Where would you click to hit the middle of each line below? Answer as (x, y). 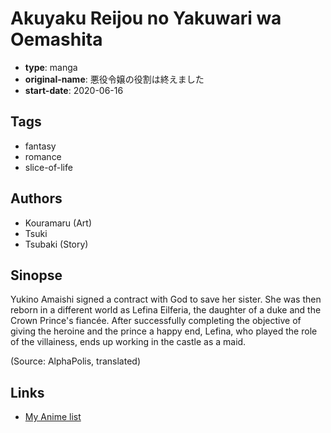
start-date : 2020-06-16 (74, 90)
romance (43, 156)
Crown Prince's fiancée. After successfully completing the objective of (156, 321)
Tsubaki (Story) (56, 244)
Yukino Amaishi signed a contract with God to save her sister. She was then (166, 299)
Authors (36, 198)
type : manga (51, 67)
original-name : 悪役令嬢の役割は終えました (114, 79)
